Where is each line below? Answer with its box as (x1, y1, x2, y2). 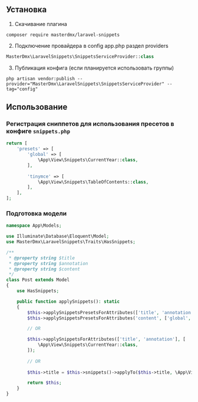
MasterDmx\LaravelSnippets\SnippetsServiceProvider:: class (6, 53, 154, 60)
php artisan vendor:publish (6, 76, 75, 81)
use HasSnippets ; (16, 288, 60, 294)
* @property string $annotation (8, 260, 88, 266)
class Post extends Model (6, 277, 70, 283)
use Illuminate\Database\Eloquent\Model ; (6, 233, 110, 240)
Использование (6, 102, 68, 112)
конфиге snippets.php (6, 127, 71, 135)
